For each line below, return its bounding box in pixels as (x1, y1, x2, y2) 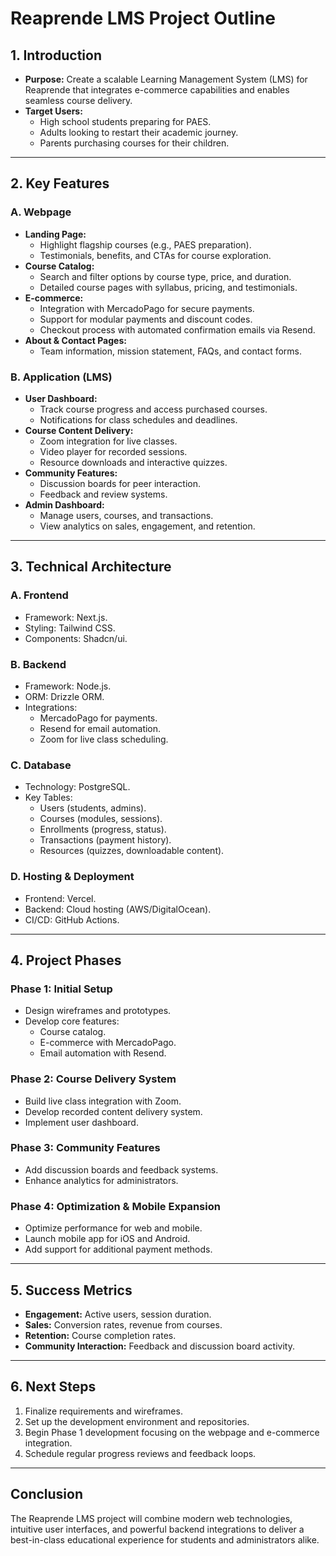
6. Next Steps (10, 1378, 97, 1396)
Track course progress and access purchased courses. (39, 403, 268, 415)
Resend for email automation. (39, 722, 162, 734)
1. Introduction (10, 47, 102, 64)
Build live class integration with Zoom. (24, 1095, 182, 1107)
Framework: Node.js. (24, 680, 112, 692)
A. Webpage (10, 205, 72, 219)
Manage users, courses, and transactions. (39, 509, 214, 521)
